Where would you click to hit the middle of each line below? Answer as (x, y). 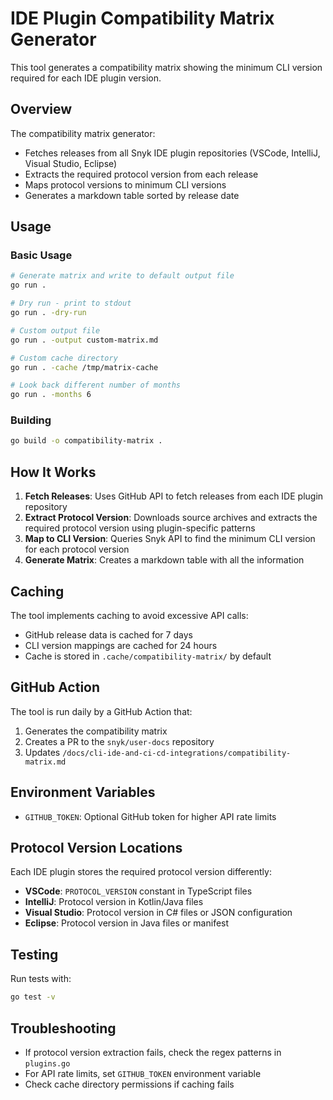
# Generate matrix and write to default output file (122, 276)
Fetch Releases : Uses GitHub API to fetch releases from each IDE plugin (174, 496)
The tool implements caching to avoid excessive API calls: (129, 615)
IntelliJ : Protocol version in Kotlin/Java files (114, 902)
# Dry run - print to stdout (71, 303)
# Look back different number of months (96, 385)
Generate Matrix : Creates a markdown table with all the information (164, 560)
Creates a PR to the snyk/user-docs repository (119, 741)
